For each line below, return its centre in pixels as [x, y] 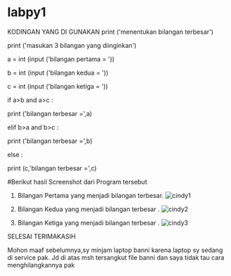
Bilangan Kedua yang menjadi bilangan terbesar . [88, 209]
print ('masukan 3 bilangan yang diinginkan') [72, 45]
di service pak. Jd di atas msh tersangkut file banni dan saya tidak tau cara [116, 257]
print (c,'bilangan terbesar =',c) [52, 168]
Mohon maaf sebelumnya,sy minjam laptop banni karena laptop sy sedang [115, 250]
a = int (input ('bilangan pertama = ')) [61, 59]
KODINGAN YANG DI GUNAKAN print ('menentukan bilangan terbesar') [110, 32]
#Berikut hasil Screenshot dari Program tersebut [77, 182]
